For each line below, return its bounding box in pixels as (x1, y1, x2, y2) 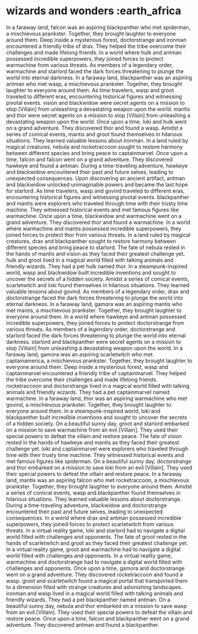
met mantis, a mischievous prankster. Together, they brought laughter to (6, 307, 182, 314)
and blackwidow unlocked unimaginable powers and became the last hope (6, 181, 188, 188)
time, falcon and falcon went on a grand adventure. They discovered (6, 156, 173, 163)
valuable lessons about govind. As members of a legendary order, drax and (6, 288, 190, 295)
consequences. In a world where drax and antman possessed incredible (6, 514, 182, 522)
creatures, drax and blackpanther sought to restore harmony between (6, 237, 176, 244)
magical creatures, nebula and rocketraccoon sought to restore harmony (6, 143, 183, 150)
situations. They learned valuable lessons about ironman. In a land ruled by (6, 137, 189, 144)
